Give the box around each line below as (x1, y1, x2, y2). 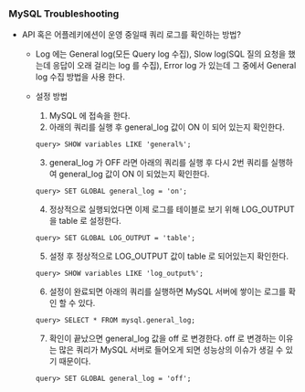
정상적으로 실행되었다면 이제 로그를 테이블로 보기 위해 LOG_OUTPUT (48, 204, 296, 215)
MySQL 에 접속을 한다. (48, 111, 131, 122)
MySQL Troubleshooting (8, 7, 120, 20)
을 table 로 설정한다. (48, 216, 122, 227)
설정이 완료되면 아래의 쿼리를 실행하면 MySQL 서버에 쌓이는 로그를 (48, 286, 287, 297)
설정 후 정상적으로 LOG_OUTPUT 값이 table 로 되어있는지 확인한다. (48, 250, 289, 262)
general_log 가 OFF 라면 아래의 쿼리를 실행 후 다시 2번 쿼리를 (48, 157, 269, 168)
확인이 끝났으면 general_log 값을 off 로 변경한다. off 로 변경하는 (48, 333, 277, 344)
